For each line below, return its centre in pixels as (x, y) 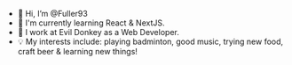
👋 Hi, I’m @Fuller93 (53, 14)
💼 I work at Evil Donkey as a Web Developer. (98, 32)
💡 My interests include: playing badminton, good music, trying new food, (150, 41)
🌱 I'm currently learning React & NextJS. (91, 23)
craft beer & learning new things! (77, 51)
